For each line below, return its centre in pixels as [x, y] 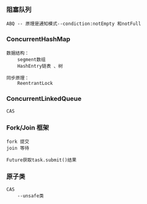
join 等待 [18, 148]
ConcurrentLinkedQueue [44, 98]
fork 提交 [18, 142]
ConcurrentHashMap [38, 39]
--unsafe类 [30, 196]
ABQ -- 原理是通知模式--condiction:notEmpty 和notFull [74, 24]
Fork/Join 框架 [28, 128]
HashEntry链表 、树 [40, 66]
